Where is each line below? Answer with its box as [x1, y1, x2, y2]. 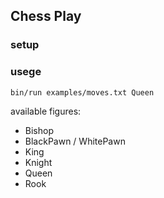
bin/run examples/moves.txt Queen [10, 87, 155, 98]
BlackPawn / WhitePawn [24, 135, 126, 147]
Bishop [24, 124, 54, 136]
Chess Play [10, 8, 82, 25]
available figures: [10, 105, 82, 117]
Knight [24, 156, 53, 168]
